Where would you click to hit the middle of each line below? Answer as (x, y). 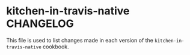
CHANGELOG (40, 24)
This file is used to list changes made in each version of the (80, 40)
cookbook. (56, 47)
